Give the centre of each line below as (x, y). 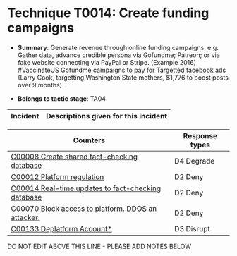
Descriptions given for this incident (107, 116)
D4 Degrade (194, 161)
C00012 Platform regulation (57, 176)
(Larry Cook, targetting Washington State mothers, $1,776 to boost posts (123, 77)
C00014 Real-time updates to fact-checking (86, 188)
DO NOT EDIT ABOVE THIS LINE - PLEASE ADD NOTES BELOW (99, 246)
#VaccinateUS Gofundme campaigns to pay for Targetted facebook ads (122, 70)
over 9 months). (41, 85)
